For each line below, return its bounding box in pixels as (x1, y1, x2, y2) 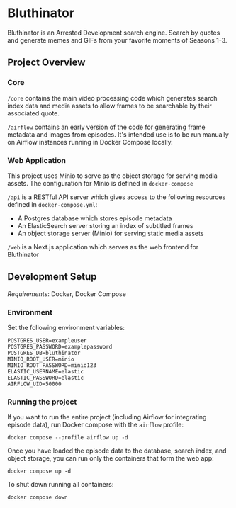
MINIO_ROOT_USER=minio (7, 356, 74, 363)
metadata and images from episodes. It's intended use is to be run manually (7, 130, 229, 139)
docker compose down (7, 494, 69, 501)
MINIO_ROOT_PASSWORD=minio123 (7, 362, 97, 369)
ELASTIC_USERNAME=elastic (7, 368, 84, 376)
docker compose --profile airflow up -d (7, 434, 129, 441)
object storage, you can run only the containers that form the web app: (7, 454, 214, 463)
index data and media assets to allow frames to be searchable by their (7, 101, 212, 110)
